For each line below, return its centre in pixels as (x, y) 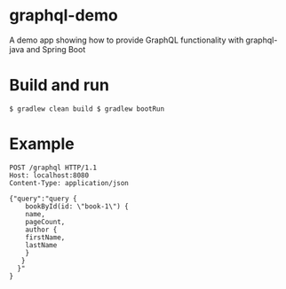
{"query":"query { (43, 199)
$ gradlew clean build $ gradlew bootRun (87, 109)
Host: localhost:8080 (49, 175)
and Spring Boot (56, 49)
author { (41, 230)
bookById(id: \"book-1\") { (77, 206)
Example (42, 144)
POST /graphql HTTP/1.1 (53, 168)
